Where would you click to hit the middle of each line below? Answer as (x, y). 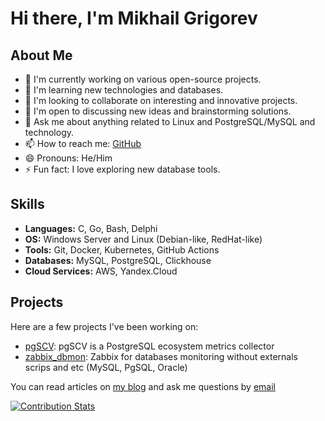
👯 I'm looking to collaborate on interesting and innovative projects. (161, 100)
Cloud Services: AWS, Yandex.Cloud (101, 271)
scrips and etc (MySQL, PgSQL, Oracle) (106, 367)
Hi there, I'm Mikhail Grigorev (134, 18)
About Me (41, 55)
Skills (27, 204)
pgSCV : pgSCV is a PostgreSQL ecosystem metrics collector (149, 346)
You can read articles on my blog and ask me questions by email (143, 386)
